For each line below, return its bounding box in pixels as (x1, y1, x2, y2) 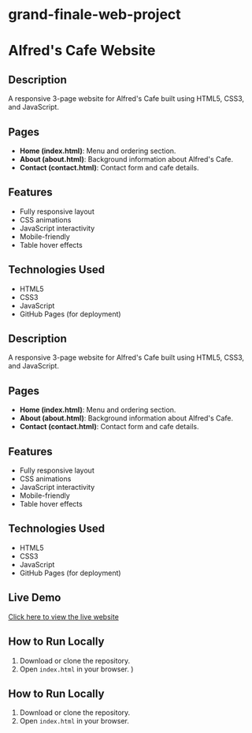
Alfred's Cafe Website (8, 42, 156, 60)
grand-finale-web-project (8, 6, 181, 24)
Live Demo (8, 591, 61, 604)
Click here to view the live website (8, 611, 120, 621)
